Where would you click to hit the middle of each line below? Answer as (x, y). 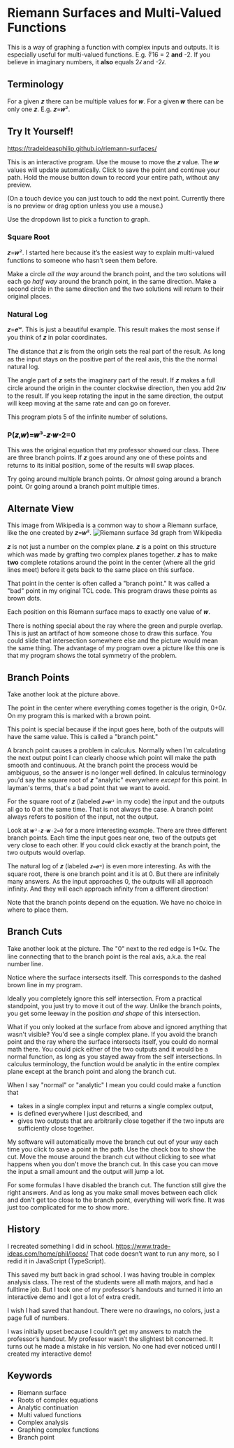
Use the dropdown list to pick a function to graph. (79, 219)
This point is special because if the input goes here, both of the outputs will (116, 729)
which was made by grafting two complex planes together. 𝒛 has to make (112, 554)
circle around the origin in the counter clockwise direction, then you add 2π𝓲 (116, 388)
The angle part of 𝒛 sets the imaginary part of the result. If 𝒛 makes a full (111, 380)
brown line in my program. (45, 984)
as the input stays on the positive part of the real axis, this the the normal (112, 359)
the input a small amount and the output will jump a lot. (86, 1171)
